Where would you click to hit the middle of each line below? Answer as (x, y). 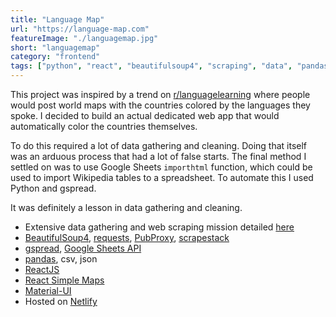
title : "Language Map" (57, 19)
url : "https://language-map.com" (80, 29)
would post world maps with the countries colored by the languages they (160, 105)
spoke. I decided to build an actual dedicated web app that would (145, 115)
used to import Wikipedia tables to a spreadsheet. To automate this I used (162, 177)
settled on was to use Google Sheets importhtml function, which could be (161, 167)
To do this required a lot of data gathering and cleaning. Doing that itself (159, 145)
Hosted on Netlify (61, 301)
